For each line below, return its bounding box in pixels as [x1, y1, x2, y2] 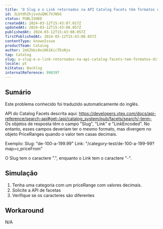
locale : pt [5, 61, 27, 66]
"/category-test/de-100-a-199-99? [85, 140, 155, 146]
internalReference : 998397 [5, 70, 60, 75]
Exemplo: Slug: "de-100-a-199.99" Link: [5, 140, 85, 146]
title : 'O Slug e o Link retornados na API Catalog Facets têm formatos [5, 7, 155, 12]
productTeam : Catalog [5, 43, 49, 48]
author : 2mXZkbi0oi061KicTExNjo [5, 48, 70, 52]
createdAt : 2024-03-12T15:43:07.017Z [5, 20, 81, 26]
